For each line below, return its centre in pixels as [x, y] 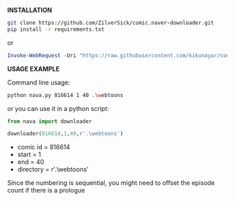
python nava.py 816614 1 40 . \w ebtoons [65, 95]
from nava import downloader [50, 121]
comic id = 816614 [44, 147]
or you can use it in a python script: [58, 108]
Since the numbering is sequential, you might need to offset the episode [111, 183]
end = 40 [30, 162]
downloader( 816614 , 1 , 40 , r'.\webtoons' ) [65, 134]
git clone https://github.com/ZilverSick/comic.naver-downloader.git [111, 23]
